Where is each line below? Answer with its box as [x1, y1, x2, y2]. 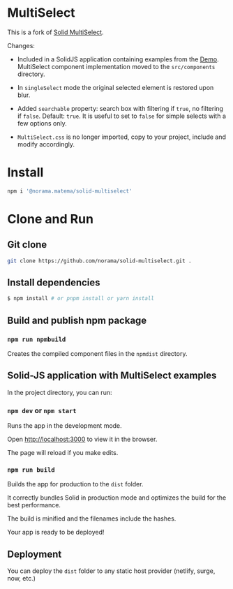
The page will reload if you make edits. [7, 449, 119, 457]
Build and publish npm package [7, 314, 147, 326]
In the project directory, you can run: [7, 388, 112, 396]
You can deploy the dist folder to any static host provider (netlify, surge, [7, 567, 216, 575]
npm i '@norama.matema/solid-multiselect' [7, 187, 133, 195]
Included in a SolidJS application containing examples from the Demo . [17, 54, 219, 64]
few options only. [17, 119, 68, 127]
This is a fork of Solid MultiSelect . [7, 28, 104, 36]
